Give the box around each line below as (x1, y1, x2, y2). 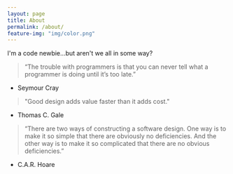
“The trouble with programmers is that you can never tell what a (24, 62, 209, 71)
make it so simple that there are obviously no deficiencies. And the (24, 132, 217, 140)
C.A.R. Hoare (17, 161, 55, 169)
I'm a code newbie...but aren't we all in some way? (7, 49, 153, 58)
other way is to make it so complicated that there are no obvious (24, 140, 210, 148)
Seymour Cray (17, 83, 59, 92)
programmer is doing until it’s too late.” (24, 70, 136, 79)
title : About (7, 17, 45, 24)
